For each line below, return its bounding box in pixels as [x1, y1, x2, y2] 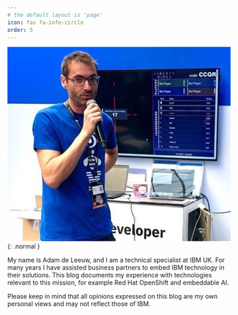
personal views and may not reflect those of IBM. [7, 299, 151, 308]
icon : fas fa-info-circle [7, 18, 84, 26]
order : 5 [7, 26, 33, 33]
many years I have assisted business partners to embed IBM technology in [7, 263, 225, 272]
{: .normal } [7, 241, 40, 251]
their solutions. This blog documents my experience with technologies [7, 270, 212, 279]
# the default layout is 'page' [7, 11, 103, 18]
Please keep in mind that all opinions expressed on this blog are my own [7, 292, 218, 300]
